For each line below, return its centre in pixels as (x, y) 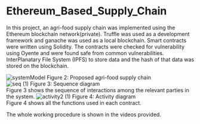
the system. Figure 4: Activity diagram (71, 96)
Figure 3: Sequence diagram (65, 84)
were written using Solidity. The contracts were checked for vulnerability (96, 47)
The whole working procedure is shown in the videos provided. (84, 114)
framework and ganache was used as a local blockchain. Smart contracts (96, 40)
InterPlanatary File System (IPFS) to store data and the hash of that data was (100, 59)
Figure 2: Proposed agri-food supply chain (99, 77)
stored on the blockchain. (38, 66)
